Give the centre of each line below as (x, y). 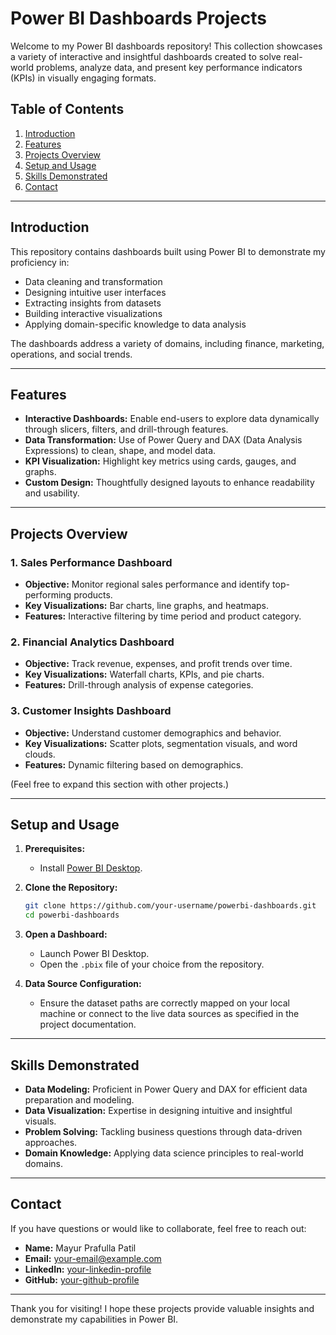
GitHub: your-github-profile (82, 1279)
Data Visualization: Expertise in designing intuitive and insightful (158, 1111)
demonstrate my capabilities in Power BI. (94, 1319)
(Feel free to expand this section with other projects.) (120, 784)
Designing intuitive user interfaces (95, 292)
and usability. (52, 493)
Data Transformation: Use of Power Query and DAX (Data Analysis (163, 440)
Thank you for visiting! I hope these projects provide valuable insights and (162, 1308)
